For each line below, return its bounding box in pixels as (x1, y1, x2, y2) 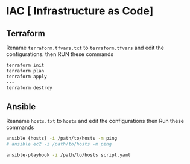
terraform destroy (6, 84, 52, 91)
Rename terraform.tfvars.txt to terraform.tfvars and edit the (6, 44, 165, 51)
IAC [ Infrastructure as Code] (6, 4, 154, 18)
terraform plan (6, 68, 45, 74)
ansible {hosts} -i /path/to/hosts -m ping (6, 136, 118, 142)
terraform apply (6, 74, 47, 80)
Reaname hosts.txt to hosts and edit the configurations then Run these (6, 118, 185, 125)
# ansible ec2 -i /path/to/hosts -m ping (6, 141, 112, 147)
